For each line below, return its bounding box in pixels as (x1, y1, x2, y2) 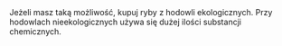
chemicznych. (9, 26, 61, 37)
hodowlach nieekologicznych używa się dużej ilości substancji (9, 16, 242, 27)
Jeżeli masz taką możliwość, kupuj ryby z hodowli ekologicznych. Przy (9, 7, 273, 17)
